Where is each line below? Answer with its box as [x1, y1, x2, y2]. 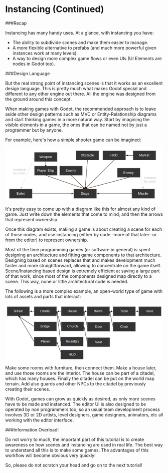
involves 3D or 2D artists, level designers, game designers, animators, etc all [5, 411, 163, 417]
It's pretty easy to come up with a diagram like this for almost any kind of [5, 206, 156, 212]
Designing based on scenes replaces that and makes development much [5, 257, 155, 263]
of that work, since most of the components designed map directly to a [5, 273, 152, 279]
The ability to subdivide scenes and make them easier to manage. [12, 39, 149, 46]
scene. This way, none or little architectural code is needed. [5, 278, 129, 284]
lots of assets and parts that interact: [5, 293, 81, 299]
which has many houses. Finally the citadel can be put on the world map [5, 375, 154, 381]
